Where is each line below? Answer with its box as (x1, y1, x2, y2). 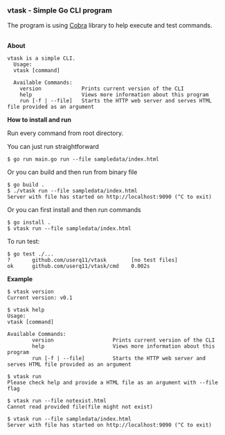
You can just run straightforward (7, 142, 99, 150)
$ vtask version (7, 288, 54, 295)
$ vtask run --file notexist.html (7, 397, 107, 404)
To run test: (7, 237, 40, 245)
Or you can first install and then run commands (7, 205, 141, 213)
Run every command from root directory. (7, 129, 123, 137)
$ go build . (7, 181, 45, 188)
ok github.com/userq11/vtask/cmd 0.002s (7, 263, 150, 269)
